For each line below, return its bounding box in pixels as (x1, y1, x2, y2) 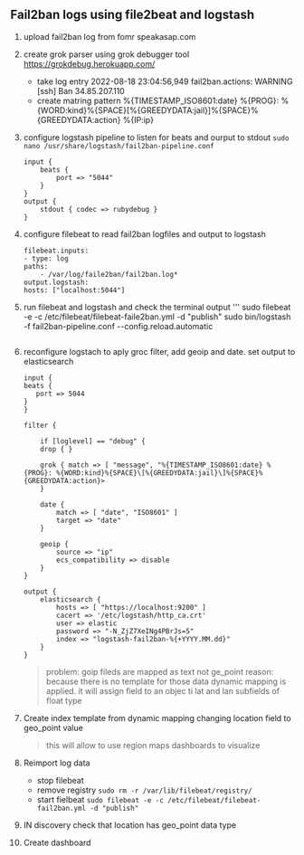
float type (45, 695, 82, 706)
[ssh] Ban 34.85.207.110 (36, 85, 125, 96)
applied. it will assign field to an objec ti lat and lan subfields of (45, 685, 280, 696)
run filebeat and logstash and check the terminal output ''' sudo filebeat (23, 301, 291, 312)
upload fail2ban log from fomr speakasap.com (23, 31, 196, 42)
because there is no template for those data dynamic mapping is (45, 676, 287, 687)
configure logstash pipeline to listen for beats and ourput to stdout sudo (23, 131, 290, 143)
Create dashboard (23, 837, 91, 848)
